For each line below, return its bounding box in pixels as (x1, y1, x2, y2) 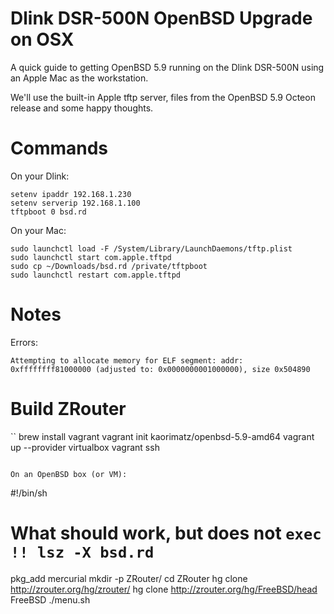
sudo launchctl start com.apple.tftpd (10, 252, 172, 262)
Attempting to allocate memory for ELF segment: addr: (10, 355, 244, 366)
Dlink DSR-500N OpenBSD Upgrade (10, 7, 313, 30)
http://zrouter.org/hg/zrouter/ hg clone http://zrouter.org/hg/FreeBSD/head (10, 583, 318, 595)
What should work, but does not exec (10, 522, 322, 544)
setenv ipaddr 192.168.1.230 (10, 189, 132, 199)
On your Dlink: (10, 170, 70, 182)
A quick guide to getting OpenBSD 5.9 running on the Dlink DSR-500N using (10, 61, 325, 73)
